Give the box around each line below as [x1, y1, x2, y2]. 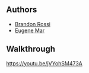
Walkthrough [6, 44, 55, 54]
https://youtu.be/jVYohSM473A [6, 59, 83, 67]
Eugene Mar [14, 27, 45, 34]
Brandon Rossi [14, 20, 50, 27]
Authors [6, 5, 37, 15]
